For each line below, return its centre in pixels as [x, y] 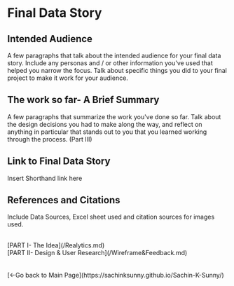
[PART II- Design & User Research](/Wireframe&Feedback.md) [97, 253]
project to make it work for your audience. [68, 78]
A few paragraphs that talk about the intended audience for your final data [114, 55]
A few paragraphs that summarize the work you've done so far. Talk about [114, 116]
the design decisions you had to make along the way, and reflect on [105, 124]
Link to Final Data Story [59, 162]
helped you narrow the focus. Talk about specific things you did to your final [117, 70]
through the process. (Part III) [50, 139]
